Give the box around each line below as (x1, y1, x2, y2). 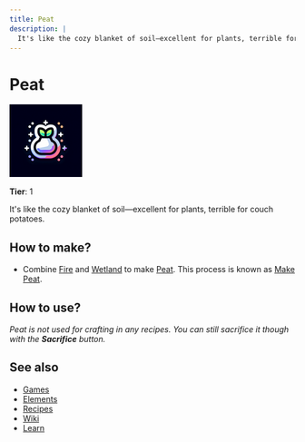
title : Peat (9, 15, 54, 24)
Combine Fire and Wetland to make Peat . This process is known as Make (22, 264, 295, 275)
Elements (22, 393, 58, 404)
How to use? (9, 300, 82, 315)
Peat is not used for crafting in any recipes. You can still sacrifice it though (9, 323, 290, 335)
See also (9, 359, 59, 376)
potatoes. (9, 213, 45, 224)
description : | (9, 24, 67, 34)
